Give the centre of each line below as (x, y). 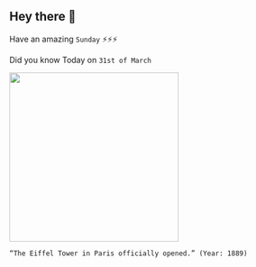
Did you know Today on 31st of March (80, 60)
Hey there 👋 (43, 17)
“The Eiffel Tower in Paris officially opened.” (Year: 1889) (128, 253)
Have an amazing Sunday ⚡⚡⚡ (64, 39)
